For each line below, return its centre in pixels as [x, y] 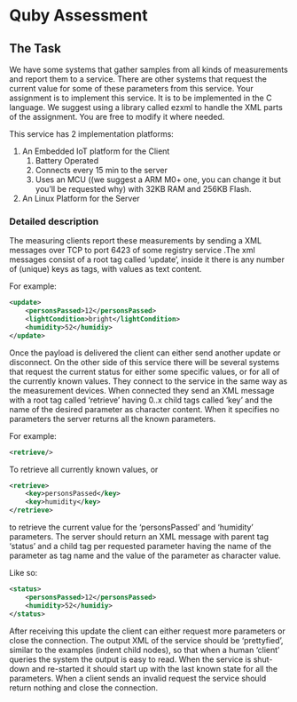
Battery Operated [67, 160]
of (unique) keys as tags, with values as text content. [106, 269]
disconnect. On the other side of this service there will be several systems [145, 362]
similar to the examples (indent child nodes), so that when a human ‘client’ [145, 650]
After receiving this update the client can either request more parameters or [147, 631]
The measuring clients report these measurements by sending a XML [136, 241]
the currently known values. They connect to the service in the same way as [148, 381]
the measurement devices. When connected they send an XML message [142, 390]
